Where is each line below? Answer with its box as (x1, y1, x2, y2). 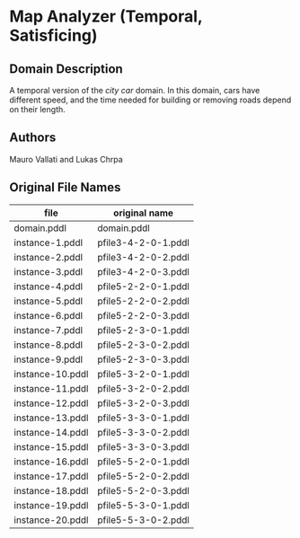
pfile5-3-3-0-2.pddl (97, 426, 190, 438)
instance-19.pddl (13, 498, 89, 511)
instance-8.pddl (13, 339, 84, 351)
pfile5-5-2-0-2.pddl (97, 470, 190, 482)
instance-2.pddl (13, 251, 84, 263)
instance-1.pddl (13, 236, 84, 249)
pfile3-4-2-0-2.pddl (97, 251, 190, 263)
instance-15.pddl (13, 440, 89, 453)
